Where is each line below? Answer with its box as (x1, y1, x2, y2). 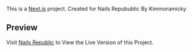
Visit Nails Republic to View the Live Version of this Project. (6, 39, 154, 46)
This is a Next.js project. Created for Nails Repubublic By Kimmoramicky (6, 5, 187, 12)
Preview (6, 22, 38, 33)
